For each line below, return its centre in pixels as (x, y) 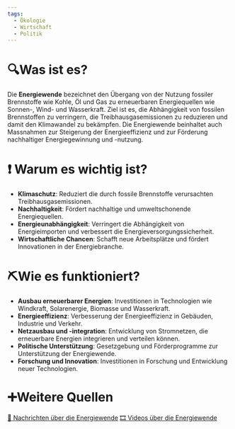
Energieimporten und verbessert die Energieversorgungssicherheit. (116, 231)
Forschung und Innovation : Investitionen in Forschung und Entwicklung (122, 361)
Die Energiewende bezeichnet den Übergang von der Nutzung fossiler (110, 95)
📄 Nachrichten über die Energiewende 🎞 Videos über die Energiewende (112, 418)
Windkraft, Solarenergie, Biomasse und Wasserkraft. (94, 309)
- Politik (28, 34)
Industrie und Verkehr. (50, 324)
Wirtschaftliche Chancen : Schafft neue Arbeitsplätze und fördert (113, 239)
